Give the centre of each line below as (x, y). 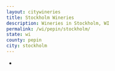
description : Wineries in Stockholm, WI (58, 23)
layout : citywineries (34, 12)
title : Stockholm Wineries (40, 18)
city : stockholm (27, 46)
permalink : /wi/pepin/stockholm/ (48, 29)
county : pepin (24, 40)
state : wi (19, 35)
